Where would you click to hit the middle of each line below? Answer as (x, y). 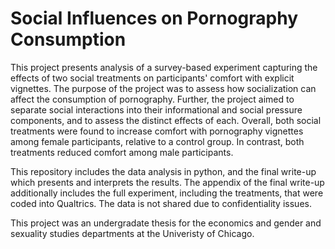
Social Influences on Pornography (154, 18)
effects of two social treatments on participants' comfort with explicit (152, 78)
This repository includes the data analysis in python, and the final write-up (163, 171)
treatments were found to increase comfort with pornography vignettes (157, 131)
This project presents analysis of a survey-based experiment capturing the (164, 67)
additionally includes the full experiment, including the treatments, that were (167, 193)
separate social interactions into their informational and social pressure (156, 109)
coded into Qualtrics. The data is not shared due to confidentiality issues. (161, 203)
